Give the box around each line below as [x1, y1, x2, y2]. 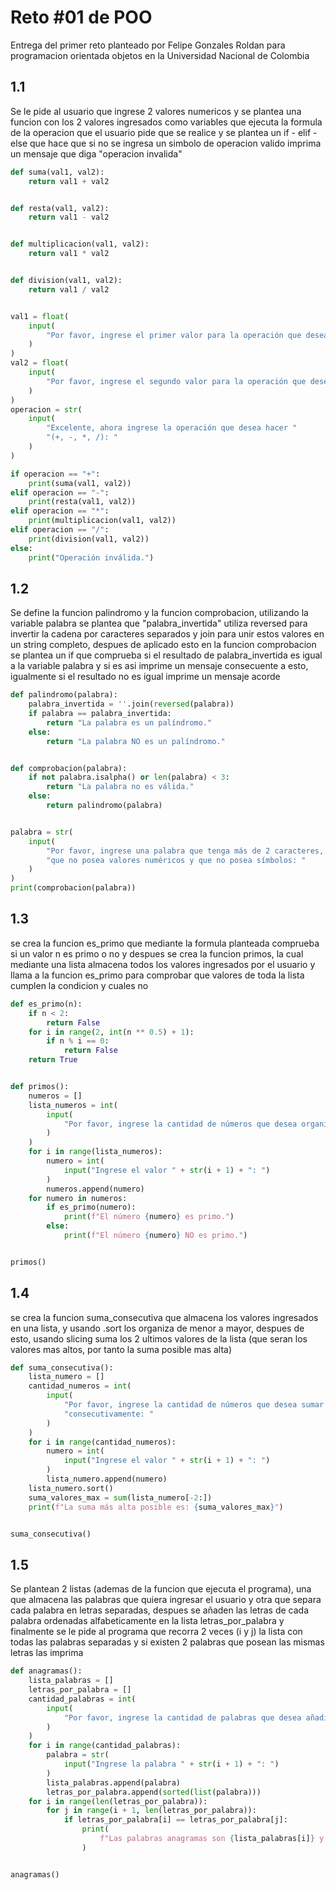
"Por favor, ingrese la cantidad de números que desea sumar [63, 1400, 325, 1410]
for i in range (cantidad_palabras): [28, 1741, 182, 1751]
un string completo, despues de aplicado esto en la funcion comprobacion [10, 639, 317, 651]
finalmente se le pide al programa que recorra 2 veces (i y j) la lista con [10, 1626, 303, 1638]
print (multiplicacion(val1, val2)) [28, 516, 177, 526]
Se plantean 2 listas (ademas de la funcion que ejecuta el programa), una [10, 1583, 312, 1595]
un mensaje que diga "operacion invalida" [10, 147, 183, 160]
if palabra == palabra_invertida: [28, 709, 172, 719]
